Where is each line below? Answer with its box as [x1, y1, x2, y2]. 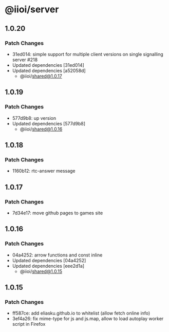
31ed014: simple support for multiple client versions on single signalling [12, 51, 164, 57]
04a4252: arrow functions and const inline [12, 252, 103, 258]
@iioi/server [5, 4, 59, 15]
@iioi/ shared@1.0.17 [20, 73, 62, 79]
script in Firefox [12, 321, 46, 327]
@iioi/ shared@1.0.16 [20, 126, 63, 132]
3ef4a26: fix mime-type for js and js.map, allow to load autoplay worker [12, 316, 164, 322]
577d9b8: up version [12, 115, 57, 121]
